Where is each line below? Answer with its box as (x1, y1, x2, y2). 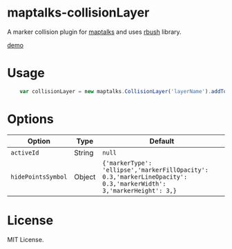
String (73, 148, 94, 157)
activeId (10, 148, 39, 157)
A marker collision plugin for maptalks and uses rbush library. (7, 28, 182, 36)
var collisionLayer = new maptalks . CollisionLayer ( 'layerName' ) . (19, 88, 212, 94)
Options (7, 111, 54, 127)
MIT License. (7, 235, 44, 243)
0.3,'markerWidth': (102, 179, 166, 188)
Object (73, 172, 96, 181)
